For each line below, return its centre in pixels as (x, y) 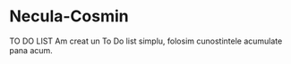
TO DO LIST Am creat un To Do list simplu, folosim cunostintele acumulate (146, 41)
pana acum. (31, 50)
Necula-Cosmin (69, 16)
